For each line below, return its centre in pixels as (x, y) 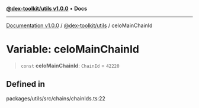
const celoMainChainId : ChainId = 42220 (70, 66)
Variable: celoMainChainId (73, 49)
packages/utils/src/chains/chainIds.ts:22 (56, 98)
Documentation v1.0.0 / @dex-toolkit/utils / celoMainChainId (79, 25)
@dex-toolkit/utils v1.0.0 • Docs (47, 9)
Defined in (26, 84)
